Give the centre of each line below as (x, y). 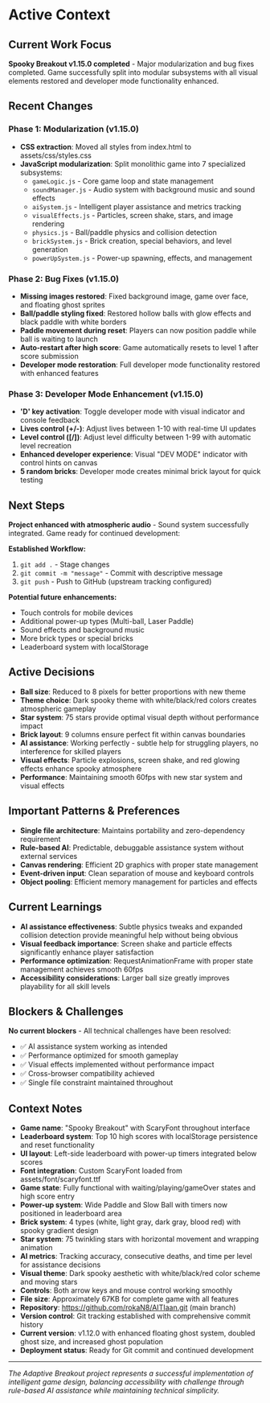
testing (31, 480)
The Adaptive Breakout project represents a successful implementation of (131, 1373)
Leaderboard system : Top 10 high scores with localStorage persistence (139, 1137)
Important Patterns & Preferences (94, 811)
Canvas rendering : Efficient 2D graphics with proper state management (139, 864)
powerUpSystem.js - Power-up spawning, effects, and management (142, 258)
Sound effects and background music (82, 630)
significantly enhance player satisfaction (87, 952)
